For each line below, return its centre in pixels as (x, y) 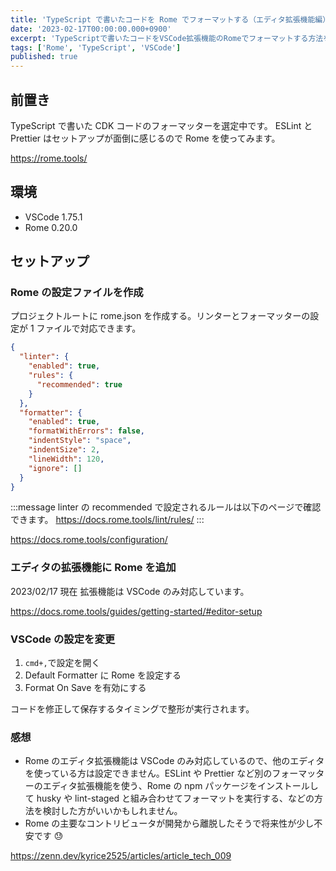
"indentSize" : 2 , (64, 450)
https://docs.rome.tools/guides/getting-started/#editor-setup (136, 611)
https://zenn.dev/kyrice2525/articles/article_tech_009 (121, 856)
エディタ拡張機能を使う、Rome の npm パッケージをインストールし (180, 786)
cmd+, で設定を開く (62, 663)
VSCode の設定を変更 (63, 639)
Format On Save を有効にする (85, 688)
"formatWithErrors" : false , (86, 431)
